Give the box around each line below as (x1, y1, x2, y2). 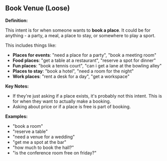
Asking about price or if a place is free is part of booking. (12, 103, 131, 110)
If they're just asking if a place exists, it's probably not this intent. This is (12, 93, 162, 99)
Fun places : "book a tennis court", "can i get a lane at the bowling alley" (12, 62, 162, 68)
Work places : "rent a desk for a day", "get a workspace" (12, 73, 130, 79)
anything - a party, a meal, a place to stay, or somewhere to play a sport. (5, 32, 156, 38)
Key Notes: (5, 83, 29, 89)
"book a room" (12, 123, 43, 129)
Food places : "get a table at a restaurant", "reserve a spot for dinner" (12, 57, 156, 63)
